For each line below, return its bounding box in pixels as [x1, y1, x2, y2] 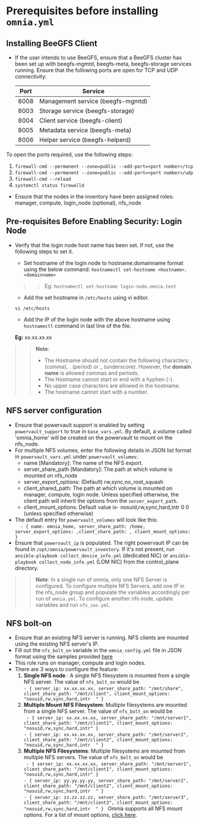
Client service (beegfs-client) [39, 117, 123, 124]
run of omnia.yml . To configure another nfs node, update [35, 595, 173, 602]
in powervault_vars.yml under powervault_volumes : [14, 453, 138, 460]
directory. [14, 564, 39, 571]
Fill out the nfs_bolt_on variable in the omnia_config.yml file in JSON [14, 647, 182, 654]
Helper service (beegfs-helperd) [39, 136, 132, 144]
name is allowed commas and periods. [44, 369, 140, 376]
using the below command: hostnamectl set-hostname [23, 266, 156, 273]
